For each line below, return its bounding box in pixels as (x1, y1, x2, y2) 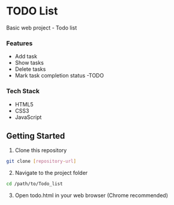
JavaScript (14, 113, 42, 121)
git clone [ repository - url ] (6, 158, 77, 165)
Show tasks (14, 59, 44, 67)
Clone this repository (14, 147, 67, 154)
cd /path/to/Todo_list (6, 181, 63, 187)
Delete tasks (14, 66, 46, 73)
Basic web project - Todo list (6, 24, 77, 31)
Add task (14, 53, 38, 60)
